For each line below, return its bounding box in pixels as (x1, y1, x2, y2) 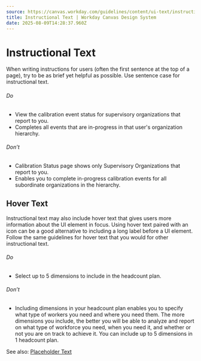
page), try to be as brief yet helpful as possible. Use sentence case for (6, 72, 180, 79)
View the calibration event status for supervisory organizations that (14, 110, 181, 118)
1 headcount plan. (14, 336, 59, 344)
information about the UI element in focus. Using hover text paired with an (6, 221, 188, 228)
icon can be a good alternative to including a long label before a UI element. (6, 227, 193, 234)
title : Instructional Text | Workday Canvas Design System (6, 14, 157, 20)
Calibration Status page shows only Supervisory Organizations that (14, 162, 181, 169)
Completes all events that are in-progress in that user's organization (14, 124, 183, 131)
